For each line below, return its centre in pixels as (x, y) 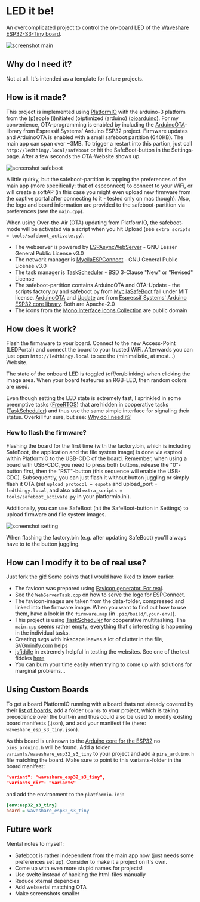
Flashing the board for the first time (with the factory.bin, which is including (99, 445)
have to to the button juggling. (43, 544)
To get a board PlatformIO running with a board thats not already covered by (100, 704)
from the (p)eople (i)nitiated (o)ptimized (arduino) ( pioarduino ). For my (93, 118)
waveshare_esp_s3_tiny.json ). (43, 729)
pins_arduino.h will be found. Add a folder (58, 747)
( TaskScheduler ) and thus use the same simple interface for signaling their (98, 411)
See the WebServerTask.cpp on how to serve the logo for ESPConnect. (100, 595)
